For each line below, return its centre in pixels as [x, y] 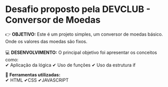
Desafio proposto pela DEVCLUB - [78, 9]
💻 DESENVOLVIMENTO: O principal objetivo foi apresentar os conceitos [81, 52]
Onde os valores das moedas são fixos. [46, 41]
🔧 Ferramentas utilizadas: [33, 74]
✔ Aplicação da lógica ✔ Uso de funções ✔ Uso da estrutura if [70, 65]
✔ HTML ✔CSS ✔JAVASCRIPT [37, 80]
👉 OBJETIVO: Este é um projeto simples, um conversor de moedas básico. [84, 34]
